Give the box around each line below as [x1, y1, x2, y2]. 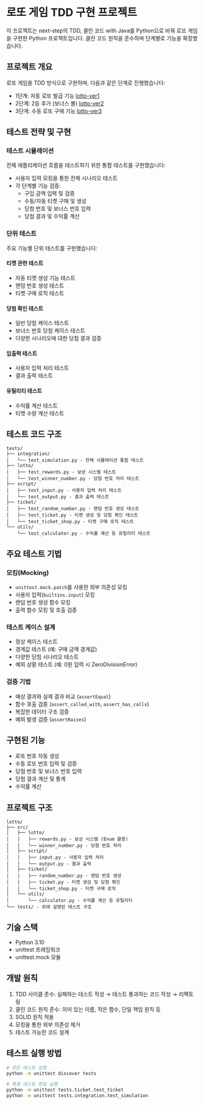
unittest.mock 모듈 [15, 954, 61, 961]
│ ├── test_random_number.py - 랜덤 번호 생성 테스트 [6, 506, 140, 512]
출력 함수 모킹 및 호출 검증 [15, 606, 77, 613]
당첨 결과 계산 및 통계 [15, 775, 66, 782]
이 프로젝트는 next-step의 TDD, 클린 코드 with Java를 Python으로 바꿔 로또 [6, 27, 187, 34]
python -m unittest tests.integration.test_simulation [6, 1093, 149, 1099]
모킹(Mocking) [6, 568, 49, 577]
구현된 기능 [6, 735, 46, 746]
